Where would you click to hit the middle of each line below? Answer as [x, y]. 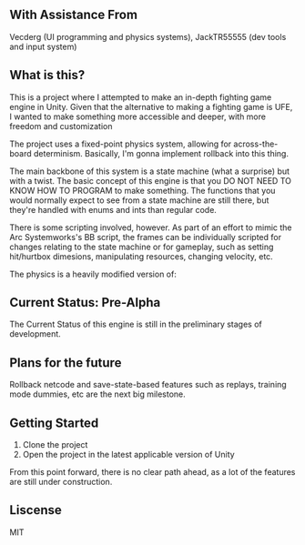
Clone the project [55, 445]
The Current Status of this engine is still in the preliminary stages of [136, 324]
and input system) [43, 46]
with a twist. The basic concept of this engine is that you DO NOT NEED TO [150, 180]
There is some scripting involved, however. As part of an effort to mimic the [151, 227]
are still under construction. [61, 482]
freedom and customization [61, 126]
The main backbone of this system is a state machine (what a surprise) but [149, 171]
